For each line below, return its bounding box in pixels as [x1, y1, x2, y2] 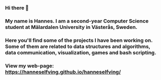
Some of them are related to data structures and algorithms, [5, 43, 150, 50]
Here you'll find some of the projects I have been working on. [5, 37, 153, 44]
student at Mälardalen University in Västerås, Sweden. [5, 24, 138, 30]
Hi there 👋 [5, 4, 29, 11]
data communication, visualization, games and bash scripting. [5, 49, 157, 56]
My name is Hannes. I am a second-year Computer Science [5, 17, 149, 24]
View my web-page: [5, 62, 54, 69]
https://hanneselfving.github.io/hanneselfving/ [5, 68, 121, 75]
